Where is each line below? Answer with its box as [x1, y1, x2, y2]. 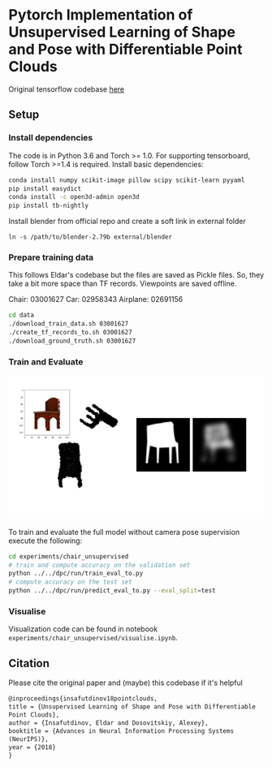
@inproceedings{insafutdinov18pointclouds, [8, 695, 158, 703]
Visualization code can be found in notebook [8, 624, 158, 634]
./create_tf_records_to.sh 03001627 [8, 329, 132, 337]
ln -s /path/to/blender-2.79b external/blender [8, 233, 173, 241]
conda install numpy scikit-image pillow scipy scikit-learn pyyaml [8, 176, 245, 184]
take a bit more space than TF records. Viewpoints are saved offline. [8, 278, 237, 289]
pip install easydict [8, 184, 82, 192]
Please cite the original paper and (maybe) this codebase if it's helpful [8, 678, 244, 687]
